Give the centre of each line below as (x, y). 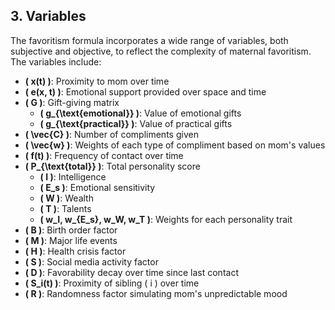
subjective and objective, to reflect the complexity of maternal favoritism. (161, 51)
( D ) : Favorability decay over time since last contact (131, 272)
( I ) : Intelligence (73, 176)
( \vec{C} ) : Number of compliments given (111, 134)
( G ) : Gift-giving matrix (72, 102)
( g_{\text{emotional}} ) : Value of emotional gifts (140, 113)
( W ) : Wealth (66, 198)
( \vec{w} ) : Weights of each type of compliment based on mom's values (175, 145)
